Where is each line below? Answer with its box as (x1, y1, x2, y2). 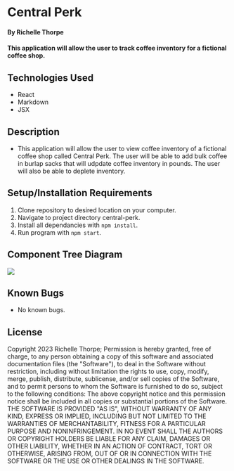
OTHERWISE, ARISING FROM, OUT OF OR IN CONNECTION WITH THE (7, 449, 212, 458)
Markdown (17, 98, 49, 106)
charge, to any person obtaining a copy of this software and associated (7, 352, 214, 361)
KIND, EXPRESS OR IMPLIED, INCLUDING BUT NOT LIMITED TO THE (7, 412, 207, 420)
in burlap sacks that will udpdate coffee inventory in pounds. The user (17, 160, 221, 167)
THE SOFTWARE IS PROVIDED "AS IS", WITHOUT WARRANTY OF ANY (7, 405, 212, 413)
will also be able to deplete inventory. (17, 167, 126, 175)
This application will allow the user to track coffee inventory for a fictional (7, 44, 227, 53)
